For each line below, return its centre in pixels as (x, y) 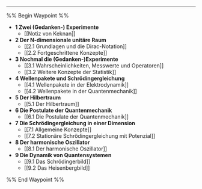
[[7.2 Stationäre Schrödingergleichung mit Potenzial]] (90, 136)
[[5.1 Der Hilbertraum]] (51, 104)
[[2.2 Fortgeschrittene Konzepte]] (66, 53)
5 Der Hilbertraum (38, 98)
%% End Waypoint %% (35, 179)
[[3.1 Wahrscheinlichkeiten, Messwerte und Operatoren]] (94, 66)
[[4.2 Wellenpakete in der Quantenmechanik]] (80, 91)
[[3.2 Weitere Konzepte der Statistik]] (70, 72)
